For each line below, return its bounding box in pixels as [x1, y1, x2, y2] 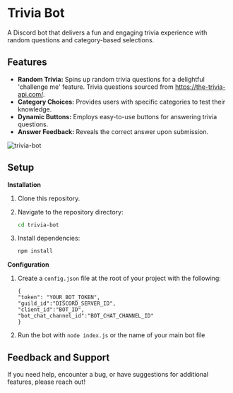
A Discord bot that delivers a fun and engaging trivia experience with [7, 28, 208, 37]
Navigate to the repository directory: [17, 207, 124, 216]
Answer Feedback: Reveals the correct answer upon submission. [17, 127, 209, 135]
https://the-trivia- [175, 83, 226, 91]
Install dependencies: [17, 234, 80, 243]
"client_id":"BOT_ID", [17, 306, 85, 313]
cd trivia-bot [17, 221, 59, 229]
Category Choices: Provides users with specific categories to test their [17, 97, 226, 106]
